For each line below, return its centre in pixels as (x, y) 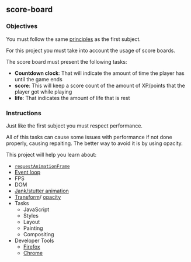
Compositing (39, 234)
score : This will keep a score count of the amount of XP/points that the (100, 85)
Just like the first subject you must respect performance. (74, 126)
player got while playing (43, 92)
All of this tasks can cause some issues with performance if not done (89, 137)
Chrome (33, 253)
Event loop (27, 172)
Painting (33, 228)
